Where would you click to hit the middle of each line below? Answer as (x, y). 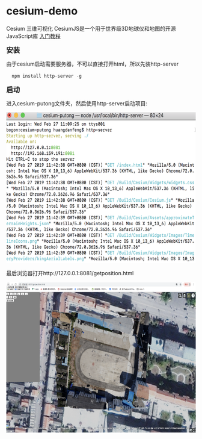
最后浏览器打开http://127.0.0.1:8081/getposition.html (70, 273)
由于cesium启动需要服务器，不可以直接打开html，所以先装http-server (93, 64)
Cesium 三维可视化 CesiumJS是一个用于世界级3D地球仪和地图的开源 (91, 28)
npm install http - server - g (47, 76)
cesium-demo (42, 11)
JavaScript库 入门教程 (34, 36)
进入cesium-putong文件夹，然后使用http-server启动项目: (77, 103)
